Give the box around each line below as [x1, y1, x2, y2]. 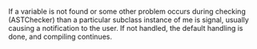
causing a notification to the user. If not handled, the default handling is [8, 24, 243, 32]
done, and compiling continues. [8, 32, 112, 41]
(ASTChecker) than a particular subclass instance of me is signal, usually [8, 15, 250, 24]
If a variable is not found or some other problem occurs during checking [8, 7, 246, 16]
